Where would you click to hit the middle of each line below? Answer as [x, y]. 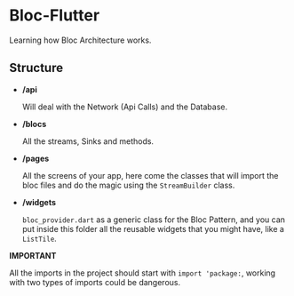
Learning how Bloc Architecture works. [80, 40]
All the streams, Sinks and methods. [87, 141]
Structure [36, 68]
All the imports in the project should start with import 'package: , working [143, 273]
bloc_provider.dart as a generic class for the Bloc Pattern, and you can [154, 220]
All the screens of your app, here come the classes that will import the [150, 175]
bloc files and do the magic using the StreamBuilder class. [128, 185]
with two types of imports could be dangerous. [95, 282]
